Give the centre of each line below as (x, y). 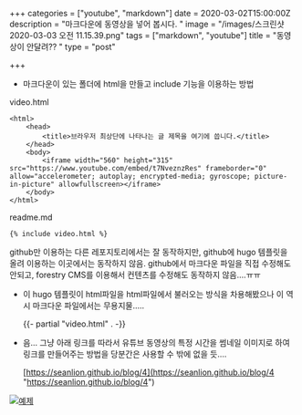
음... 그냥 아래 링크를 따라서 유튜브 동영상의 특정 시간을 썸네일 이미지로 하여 (156, 342)
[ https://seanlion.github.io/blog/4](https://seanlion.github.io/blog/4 (148, 372)
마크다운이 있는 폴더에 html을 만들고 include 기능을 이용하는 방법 (138, 84)
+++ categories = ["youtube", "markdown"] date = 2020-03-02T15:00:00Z (150, 13)
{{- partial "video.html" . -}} (74, 324)
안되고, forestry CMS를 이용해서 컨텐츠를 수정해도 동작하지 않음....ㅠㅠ (135, 275)
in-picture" (32, 184)
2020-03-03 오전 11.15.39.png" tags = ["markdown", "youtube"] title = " (143, 35)
